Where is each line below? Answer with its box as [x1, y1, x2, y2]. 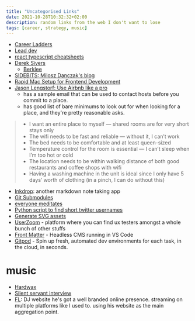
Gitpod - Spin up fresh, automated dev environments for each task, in [14, 237, 182, 244]
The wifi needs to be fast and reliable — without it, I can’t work [29, 133, 180, 140]
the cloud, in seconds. [14, 244, 68, 251]
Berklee [23, 65, 42, 73]
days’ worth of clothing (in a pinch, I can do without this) [29, 177, 165, 184]
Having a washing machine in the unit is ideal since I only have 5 [29, 170, 184, 177]
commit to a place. [23, 97, 68, 104]
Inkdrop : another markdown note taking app [14, 188, 121, 195]
